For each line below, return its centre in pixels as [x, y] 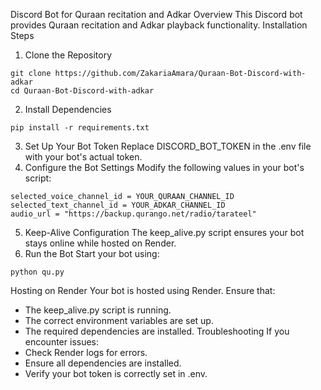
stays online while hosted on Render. [100, 243]
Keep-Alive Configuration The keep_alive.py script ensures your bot [164, 232]
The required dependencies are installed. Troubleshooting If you [157, 331]
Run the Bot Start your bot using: [92, 253]
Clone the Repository [68, 55]
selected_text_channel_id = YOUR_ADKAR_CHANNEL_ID [118, 205]
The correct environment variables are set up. [119, 320]
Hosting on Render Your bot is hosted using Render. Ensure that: [143, 290]
